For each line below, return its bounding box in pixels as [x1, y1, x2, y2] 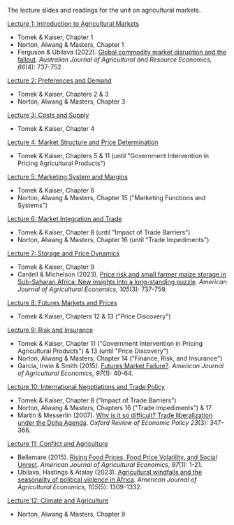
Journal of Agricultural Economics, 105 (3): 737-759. [17, 285, 168, 293]
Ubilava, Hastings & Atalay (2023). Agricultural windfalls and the [17, 468, 203, 476]
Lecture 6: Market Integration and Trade [7, 215, 122, 223]
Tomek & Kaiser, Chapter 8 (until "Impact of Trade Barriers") [17, 228, 191, 237]
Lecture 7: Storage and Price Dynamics [7, 249, 120, 258]
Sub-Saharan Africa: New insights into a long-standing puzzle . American [17, 278, 227, 286]
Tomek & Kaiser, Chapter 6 [17, 186, 95, 195]
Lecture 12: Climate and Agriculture [7, 496, 109, 505]
